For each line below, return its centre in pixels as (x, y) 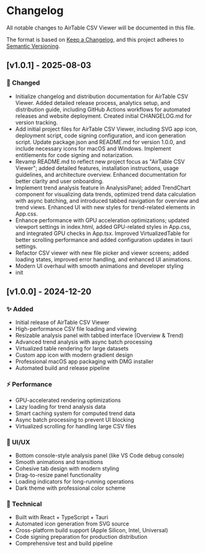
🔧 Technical (24, 504)
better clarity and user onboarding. (59, 181)
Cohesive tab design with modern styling (67, 468)
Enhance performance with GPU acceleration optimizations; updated (102, 220)
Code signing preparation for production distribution (81, 537)
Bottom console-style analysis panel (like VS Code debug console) (100, 455)
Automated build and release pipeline (62, 368)
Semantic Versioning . (33, 46)
